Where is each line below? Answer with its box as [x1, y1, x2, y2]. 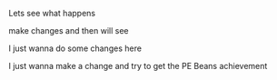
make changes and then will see [8, 25, 129, 35]
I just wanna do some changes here [8, 43, 143, 54]
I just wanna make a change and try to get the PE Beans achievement [8, 61, 268, 71]
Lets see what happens [8, 8, 96, 18]
